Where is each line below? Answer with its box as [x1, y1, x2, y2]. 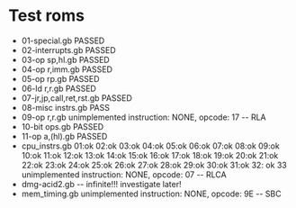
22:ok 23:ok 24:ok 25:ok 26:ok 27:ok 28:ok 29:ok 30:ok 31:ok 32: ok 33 [21, 159, 287, 170]
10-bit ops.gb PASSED [21, 121, 104, 131]
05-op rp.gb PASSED [21, 73, 100, 84]
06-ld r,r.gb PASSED [21, 83, 96, 94]
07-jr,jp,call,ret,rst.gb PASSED [21, 92, 132, 104]
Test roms [8, 5, 85, 26]
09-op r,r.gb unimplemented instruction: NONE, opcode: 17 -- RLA [21, 112, 266, 122]
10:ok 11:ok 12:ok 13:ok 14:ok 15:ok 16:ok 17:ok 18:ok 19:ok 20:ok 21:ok [21, 149, 279, 160]
